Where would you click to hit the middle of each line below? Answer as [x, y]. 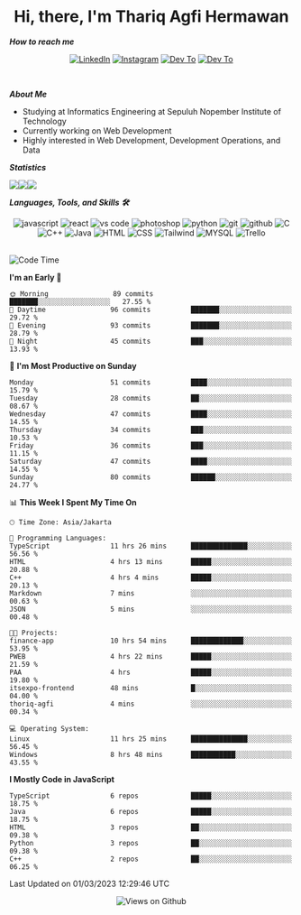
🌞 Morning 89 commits [82, 294]
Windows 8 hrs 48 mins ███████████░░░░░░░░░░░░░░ [151, 754]
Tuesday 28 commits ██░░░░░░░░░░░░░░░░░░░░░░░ [151, 398]
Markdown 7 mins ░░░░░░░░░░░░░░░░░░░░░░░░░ [151, 593]
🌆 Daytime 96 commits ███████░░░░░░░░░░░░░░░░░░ [151, 310]
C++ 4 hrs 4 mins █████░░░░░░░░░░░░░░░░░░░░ [151, 578]
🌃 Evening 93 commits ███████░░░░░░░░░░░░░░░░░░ [151, 325]
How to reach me [42, 42]
